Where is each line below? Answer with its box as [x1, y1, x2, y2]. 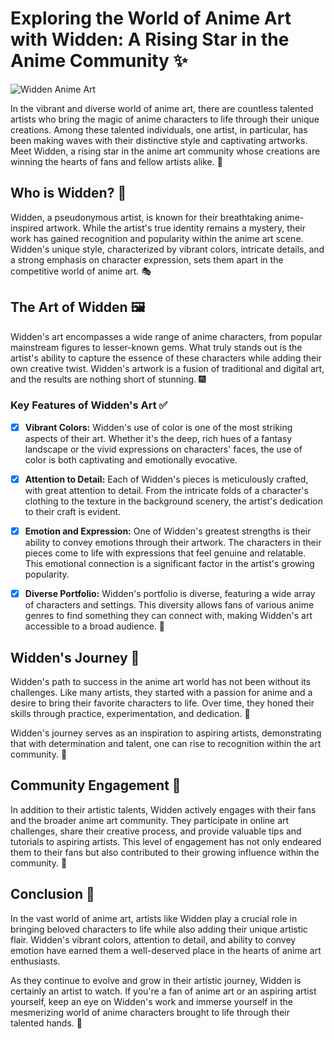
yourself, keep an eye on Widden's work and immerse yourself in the [10, 995, 293, 1007]
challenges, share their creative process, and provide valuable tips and [10, 825, 302, 837]
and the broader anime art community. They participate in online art [10, 814, 290, 826]
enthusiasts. [10, 955, 61, 967]
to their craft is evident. [24, 505, 122, 517]
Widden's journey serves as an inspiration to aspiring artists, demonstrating [10, 727, 322, 739]
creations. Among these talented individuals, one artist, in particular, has [10, 123, 308, 136]
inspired [10, 222, 44, 234]
